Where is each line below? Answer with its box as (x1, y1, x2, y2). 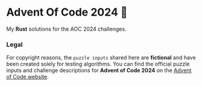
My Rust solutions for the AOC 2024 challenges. (6, 25, 127, 32)
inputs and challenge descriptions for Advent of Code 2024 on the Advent (6, 67, 192, 74)
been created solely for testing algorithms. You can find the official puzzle (6, 60, 190, 68)
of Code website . (6, 73, 49, 81)
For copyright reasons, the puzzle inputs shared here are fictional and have (6, 54, 196, 61)
